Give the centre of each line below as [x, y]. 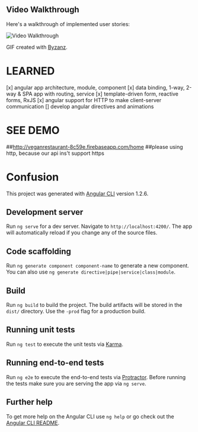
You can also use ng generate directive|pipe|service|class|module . [91, 272]
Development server [45, 212]
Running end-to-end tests [55, 363]
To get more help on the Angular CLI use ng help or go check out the [90, 416]
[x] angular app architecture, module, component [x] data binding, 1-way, [95, 87]
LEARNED [31, 71]
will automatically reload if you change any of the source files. [82, 233]
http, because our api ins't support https [55, 153]
